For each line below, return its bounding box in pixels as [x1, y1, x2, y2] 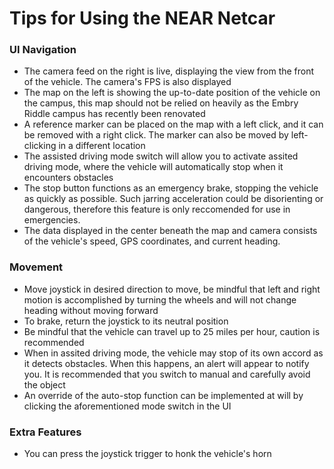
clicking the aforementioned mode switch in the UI [23, 400, 232, 412]
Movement [9, 260, 64, 274]
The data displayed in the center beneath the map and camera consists [23, 225, 318, 237]
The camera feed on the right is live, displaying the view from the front [23, 65, 315, 77]
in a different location [58, 140, 146, 152]
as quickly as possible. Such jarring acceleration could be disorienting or [23, 193, 324, 205]
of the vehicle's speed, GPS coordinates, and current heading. [23, 235, 281, 247]
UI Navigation [9, 43, 77, 57]
